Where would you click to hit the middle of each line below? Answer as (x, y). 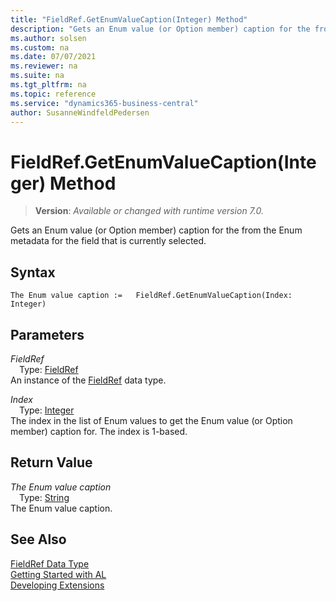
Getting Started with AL (58, 574)
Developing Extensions (57, 585)
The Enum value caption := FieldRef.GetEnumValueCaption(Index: (151, 296)
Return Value (51, 462)
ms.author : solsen (48, 38)
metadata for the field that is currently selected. (108, 241)
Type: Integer (47, 410)
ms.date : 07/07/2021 (53, 57)
